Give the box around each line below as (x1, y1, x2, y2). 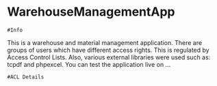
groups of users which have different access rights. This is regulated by (7, 46, 210, 54)
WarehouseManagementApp (7, 4, 176, 20)
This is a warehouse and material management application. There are (7, 38, 203, 46)
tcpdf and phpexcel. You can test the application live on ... (7, 60, 171, 68)
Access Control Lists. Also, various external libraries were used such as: (7, 53, 211, 61)
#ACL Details (7, 73, 44, 81)
